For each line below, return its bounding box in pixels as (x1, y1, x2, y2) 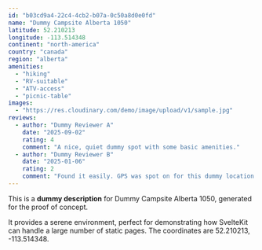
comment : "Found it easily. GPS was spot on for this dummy (22, 172, 223, 181)
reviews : (8, 114, 37, 122)
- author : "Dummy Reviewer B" (15, 150, 114, 158)
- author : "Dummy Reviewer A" (15, 121, 114, 129)
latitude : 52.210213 (8, 26, 76, 34)
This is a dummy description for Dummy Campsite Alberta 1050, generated (8, 193, 253, 203)
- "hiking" (15, 70, 51, 78)
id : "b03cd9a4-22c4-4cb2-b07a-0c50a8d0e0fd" (8, 11, 156, 20)
